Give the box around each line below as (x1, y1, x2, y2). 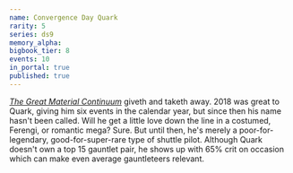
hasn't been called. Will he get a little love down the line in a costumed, (9, 115, 271, 125)
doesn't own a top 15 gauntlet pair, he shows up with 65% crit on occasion (9, 143, 285, 154)
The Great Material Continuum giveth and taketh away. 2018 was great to (9, 96, 280, 107)
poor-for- (238, 125, 274, 135)
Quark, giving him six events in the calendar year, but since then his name (9, 105, 282, 117)
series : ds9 (9, 30, 54, 39)
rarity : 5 (9, 22, 47, 30)
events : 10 (9, 55, 50, 64)
